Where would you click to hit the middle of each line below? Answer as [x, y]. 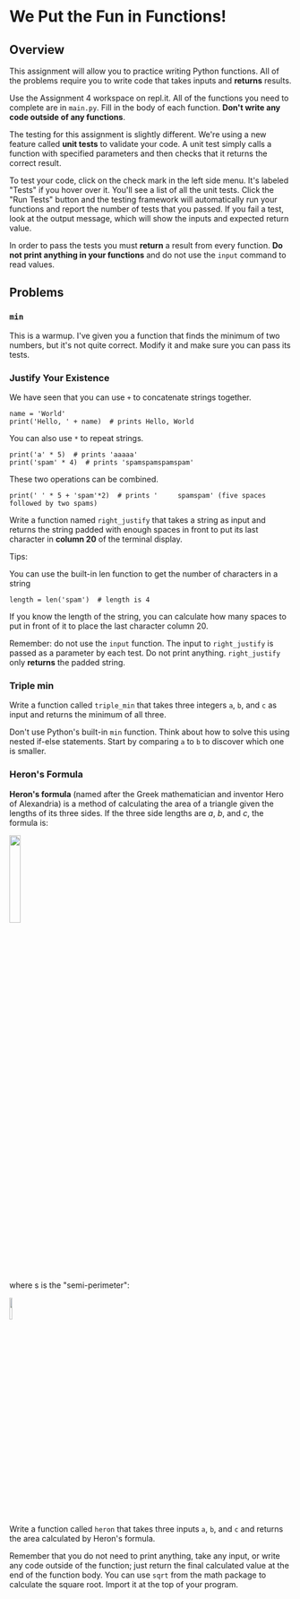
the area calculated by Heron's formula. [82, 1538]
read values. [32, 265]
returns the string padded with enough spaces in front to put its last [134, 529]
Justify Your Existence [60, 378]
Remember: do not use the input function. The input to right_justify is [141, 643]
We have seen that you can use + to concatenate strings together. [130, 397]
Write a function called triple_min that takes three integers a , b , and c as [143, 705]
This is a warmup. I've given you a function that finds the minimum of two [145, 335]
